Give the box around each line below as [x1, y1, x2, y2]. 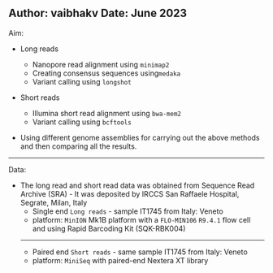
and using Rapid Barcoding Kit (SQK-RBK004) [32, 223, 186, 233]
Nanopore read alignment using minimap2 [32, 59, 170, 69]
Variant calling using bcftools [32, 117, 132, 127]
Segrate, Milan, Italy [19, 197, 88, 207]
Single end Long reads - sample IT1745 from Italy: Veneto [32, 206, 223, 216]
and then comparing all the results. [19, 141, 137, 151]
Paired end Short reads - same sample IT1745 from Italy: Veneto [32, 247, 248, 257]
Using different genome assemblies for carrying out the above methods [19, 132, 260, 142]
